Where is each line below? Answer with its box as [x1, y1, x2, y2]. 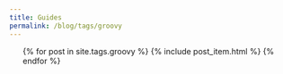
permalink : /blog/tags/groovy [9, 21, 123, 30]
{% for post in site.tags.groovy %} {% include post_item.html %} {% [22, 45, 275, 56]
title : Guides [9, 12, 63, 22]
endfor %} [22, 55, 61, 66]
